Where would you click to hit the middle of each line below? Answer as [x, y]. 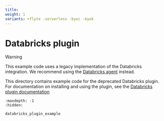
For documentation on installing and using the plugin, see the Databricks [79, 86]
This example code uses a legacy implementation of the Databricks [74, 67]
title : [12, 10]
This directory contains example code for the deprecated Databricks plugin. [82, 81]
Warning [14, 57]
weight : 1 [15, 14]
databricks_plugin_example [33, 114]
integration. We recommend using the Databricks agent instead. [70, 72]
